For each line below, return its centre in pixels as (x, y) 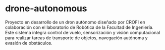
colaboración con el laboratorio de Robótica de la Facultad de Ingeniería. (79, 27)
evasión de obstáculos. (29, 43)
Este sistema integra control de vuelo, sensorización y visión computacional (82, 32)
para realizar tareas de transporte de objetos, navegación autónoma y (76, 38)
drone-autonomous (46, 9)
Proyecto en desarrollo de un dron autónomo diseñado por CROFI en (75, 22)
